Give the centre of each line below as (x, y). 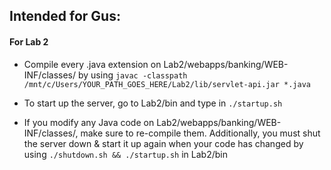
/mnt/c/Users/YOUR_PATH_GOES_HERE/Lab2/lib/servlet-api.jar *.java (167, 84)
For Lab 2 (29, 41)
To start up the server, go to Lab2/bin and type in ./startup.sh (153, 103)
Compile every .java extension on (92, 64)
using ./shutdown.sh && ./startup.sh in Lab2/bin (125, 154)
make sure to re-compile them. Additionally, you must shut (200, 133)
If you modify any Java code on (89, 122)
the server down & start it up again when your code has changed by (163, 143)
